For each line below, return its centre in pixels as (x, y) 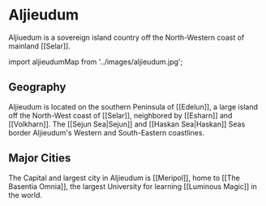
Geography (37, 87)
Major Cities (40, 159)
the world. (26, 195)
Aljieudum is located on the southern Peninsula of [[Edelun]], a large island (133, 106)
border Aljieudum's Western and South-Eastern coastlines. (107, 132)
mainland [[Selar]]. (39, 45)
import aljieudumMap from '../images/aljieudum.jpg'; (96, 62)
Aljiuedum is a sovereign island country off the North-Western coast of (127, 37)
